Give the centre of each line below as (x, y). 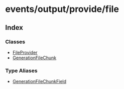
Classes (15, 42)
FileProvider (25, 52)
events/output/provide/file (62, 9)
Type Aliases (21, 71)
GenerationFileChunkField (39, 82)
